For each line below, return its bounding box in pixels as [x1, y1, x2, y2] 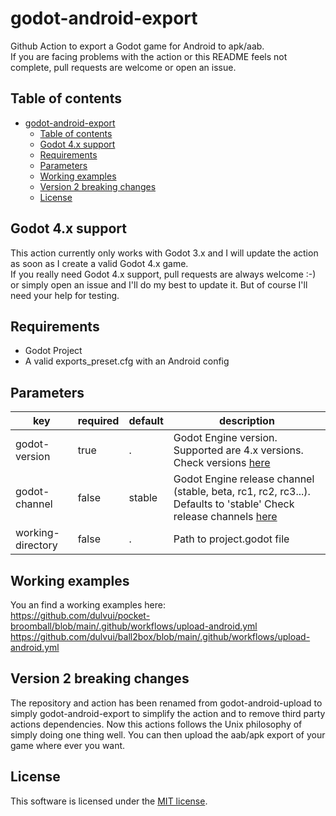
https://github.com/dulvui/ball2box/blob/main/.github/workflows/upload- [10, 631, 311, 642]
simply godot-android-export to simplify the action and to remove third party [10, 707, 326, 719]
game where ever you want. [10, 739, 126, 751]
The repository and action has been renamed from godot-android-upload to [10, 697, 323, 709]
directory [15, 538, 58, 552]
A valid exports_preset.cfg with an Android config [24, 355, 230, 367]
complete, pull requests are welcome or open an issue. [10, 61, 237, 73]
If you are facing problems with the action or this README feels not [10, 50, 288, 62]
